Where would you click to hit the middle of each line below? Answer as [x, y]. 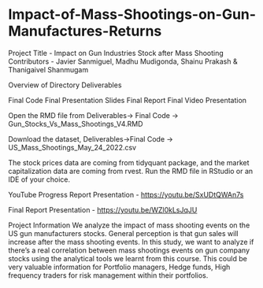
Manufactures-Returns [85, 31]
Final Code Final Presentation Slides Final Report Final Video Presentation [127, 100]
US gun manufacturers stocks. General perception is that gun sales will [123, 233]
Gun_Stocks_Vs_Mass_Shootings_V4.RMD [76, 124]
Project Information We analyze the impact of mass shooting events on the [129, 225]
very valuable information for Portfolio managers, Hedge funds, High [119, 267]
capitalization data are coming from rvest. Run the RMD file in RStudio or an [131, 171]
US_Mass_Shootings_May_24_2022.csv [72, 147]
